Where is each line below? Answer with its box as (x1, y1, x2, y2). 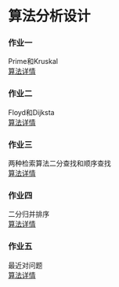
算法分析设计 (8, 7, 92, 25)
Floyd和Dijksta (8, 107, 55, 117)
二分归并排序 (8, 210, 49, 219)
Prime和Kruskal (8, 57, 59, 66)
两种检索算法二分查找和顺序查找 (8, 158, 111, 168)
